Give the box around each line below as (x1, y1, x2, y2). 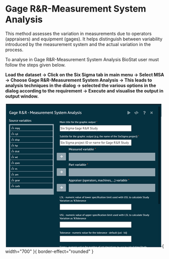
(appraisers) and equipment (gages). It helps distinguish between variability (5, 36, 163, 42)
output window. (5, 93, 39, 99)
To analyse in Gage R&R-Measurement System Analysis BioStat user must (5, 56, 159, 62)
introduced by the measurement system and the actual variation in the (5, 41, 151, 47)
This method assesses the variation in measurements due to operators (5, 30, 152, 36)
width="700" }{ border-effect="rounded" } (5, 248, 94, 254)
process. (5, 47, 24, 53)
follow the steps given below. (5, 62, 66, 68)
